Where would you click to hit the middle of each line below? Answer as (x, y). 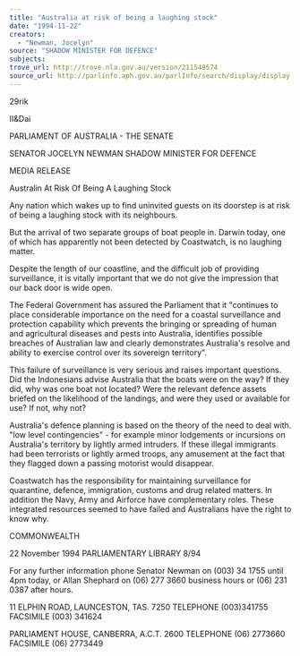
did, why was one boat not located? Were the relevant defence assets (138, 388)
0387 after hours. (42, 589)
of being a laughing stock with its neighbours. (94, 215)
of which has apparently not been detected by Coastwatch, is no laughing (146, 242)
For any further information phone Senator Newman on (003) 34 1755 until (146, 570)
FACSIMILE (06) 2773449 (56, 643)
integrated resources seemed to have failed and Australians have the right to (150, 509)
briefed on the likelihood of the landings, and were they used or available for (150, 398)
